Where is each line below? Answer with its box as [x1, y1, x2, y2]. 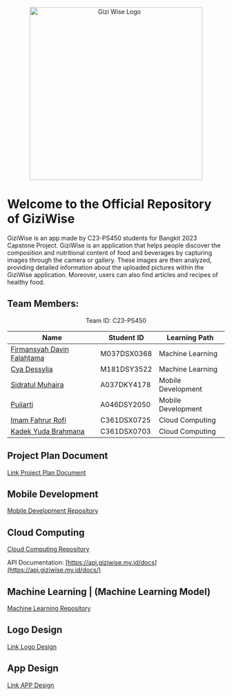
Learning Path [166, 332, 214, 342]
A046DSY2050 [99, 399, 151, 409]
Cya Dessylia [10, 364, 53, 374]
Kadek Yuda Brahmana [10, 426, 85, 436]
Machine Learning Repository [7, 604, 91, 612]
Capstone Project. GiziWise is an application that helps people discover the [7, 241, 221, 250]
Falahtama [10, 352, 45, 362]
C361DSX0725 [99, 415, 151, 424]
